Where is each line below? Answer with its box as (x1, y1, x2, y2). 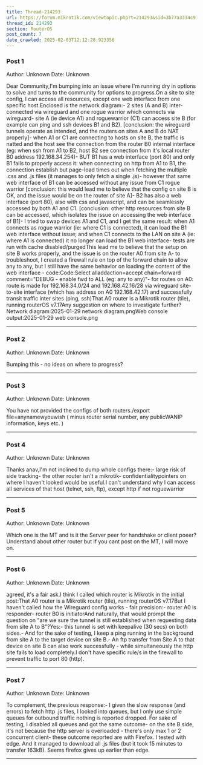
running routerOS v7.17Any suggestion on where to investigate (6, 301, 160, 309)
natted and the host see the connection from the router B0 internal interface (6, 141, 195, 148)
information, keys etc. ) (6, 419, 64, 427)
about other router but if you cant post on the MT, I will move (37, 538, 188, 545)
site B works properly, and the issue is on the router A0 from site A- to (6, 250, 181, 257)
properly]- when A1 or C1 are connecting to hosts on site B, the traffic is (6, 134, 184, 141)
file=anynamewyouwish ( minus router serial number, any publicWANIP (6, 413, 183, 420)
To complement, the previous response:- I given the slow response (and (6, 701, 185, 709)
